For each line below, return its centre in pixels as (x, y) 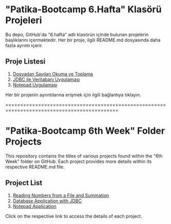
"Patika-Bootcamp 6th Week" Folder (85, 130)
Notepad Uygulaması (35, 85)
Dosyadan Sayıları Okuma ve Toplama (53, 74)
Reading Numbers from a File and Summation (61, 195)
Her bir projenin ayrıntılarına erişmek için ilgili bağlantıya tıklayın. (73, 95)
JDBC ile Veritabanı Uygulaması (46, 79)
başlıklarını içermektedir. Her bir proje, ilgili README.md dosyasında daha (83, 40)
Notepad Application (34, 206)
